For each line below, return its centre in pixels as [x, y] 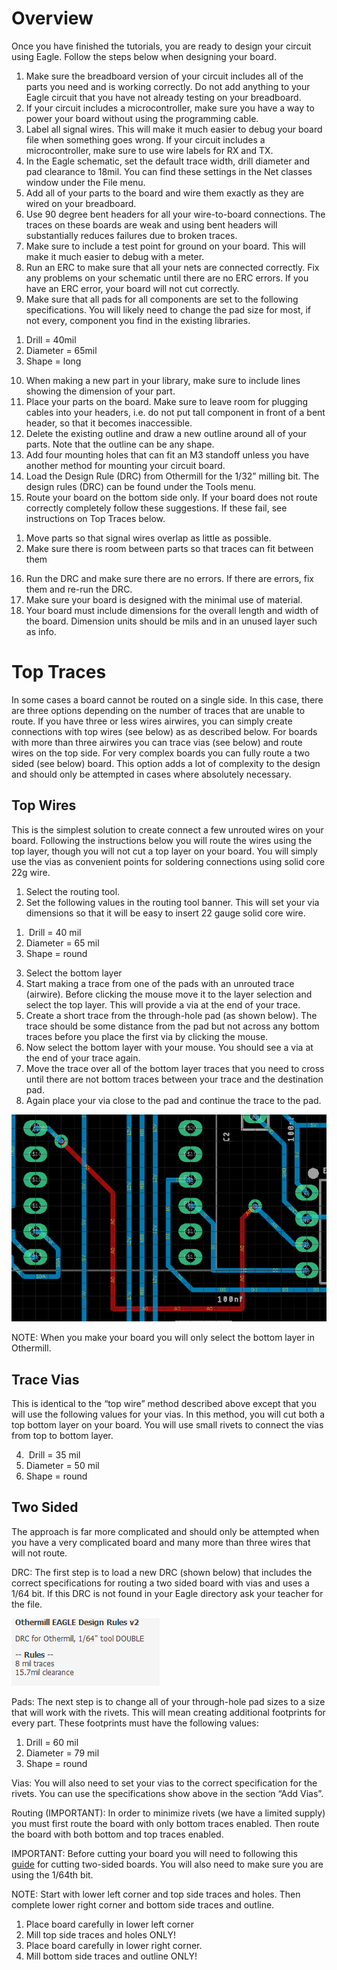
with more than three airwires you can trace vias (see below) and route [157, 742]
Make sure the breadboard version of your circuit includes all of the [164, 76]
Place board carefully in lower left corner [109, 1924]
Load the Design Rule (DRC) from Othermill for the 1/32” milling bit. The [172, 476]
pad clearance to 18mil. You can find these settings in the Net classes [169, 171]
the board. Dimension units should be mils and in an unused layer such [171, 621]
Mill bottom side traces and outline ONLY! [111, 1956]
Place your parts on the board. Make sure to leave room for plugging [167, 401]
